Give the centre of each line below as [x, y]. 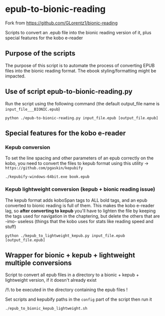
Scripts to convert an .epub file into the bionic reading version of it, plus [78, 32]
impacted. [15, 76]
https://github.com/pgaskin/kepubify [44, 168]
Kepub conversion [28, 147]
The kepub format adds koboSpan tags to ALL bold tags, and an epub [76, 200]
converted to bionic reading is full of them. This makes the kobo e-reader [80, 205]
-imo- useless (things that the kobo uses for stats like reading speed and [79, 221]
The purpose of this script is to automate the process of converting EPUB [80, 65]
